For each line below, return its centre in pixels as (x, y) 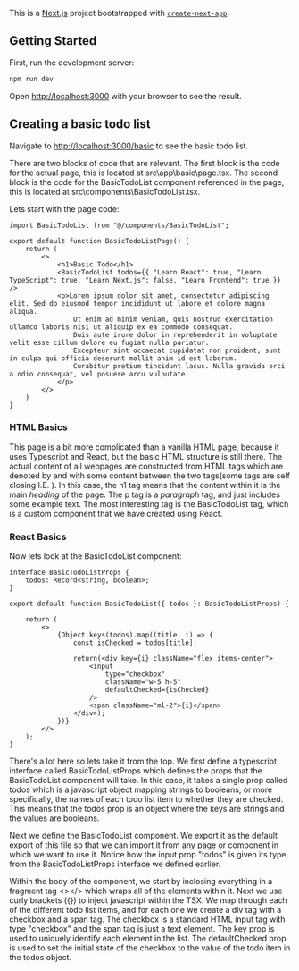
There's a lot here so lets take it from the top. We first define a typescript (143, 761)
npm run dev (31, 79)
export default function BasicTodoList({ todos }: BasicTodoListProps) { (149, 604)
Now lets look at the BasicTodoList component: (96, 556)
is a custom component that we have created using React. (116, 513)
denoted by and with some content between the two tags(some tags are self (149, 475)
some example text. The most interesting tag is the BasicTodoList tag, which (149, 503)
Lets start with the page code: (64, 208)
